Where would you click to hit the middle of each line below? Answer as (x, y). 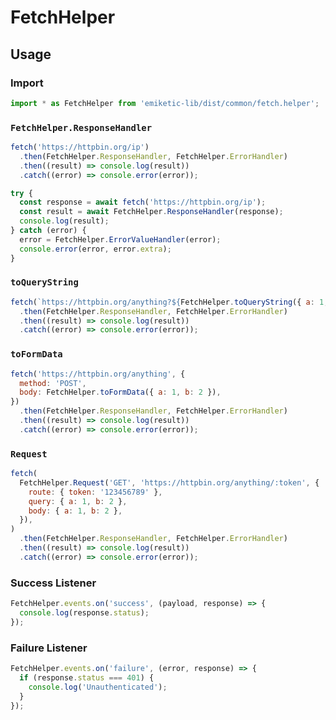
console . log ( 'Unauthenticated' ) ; (98, 687)
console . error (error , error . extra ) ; (95, 249)
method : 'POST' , (53, 383)
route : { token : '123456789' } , (95, 492)
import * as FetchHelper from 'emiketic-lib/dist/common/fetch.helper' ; (165, 103)
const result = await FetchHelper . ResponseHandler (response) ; (151, 212)
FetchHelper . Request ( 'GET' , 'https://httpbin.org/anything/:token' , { (169, 482)
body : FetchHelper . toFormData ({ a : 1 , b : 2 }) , (120, 392)
